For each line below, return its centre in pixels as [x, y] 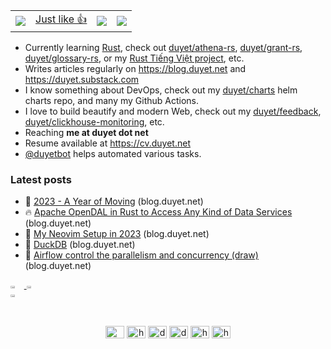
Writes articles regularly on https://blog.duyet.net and [135, 68]
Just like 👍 [61, 19]
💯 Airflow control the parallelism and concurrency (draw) [141, 255]
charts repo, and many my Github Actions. [112, 100]
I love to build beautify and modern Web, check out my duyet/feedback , [173, 111]
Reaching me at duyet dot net [86, 132]
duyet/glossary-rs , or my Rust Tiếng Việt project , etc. [134, 58]
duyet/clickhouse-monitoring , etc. [94, 122]
